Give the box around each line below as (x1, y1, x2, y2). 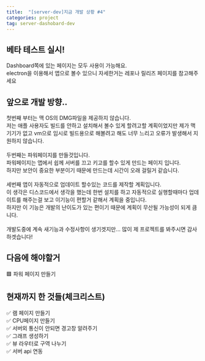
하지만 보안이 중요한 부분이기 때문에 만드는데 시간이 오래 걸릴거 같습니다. (6, 166, 179, 174)
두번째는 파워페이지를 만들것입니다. (6, 151, 90, 158)
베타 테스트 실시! (6, 44, 65, 55)
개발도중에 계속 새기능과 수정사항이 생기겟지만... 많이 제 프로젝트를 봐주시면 (6, 226, 186, 233)
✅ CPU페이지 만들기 (6, 316, 55, 324)
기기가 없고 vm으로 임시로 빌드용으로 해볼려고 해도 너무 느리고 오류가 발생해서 (6, 130, 192, 136)
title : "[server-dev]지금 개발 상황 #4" (6, 9, 106, 15)
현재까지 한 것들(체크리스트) (6, 292, 105, 302)
